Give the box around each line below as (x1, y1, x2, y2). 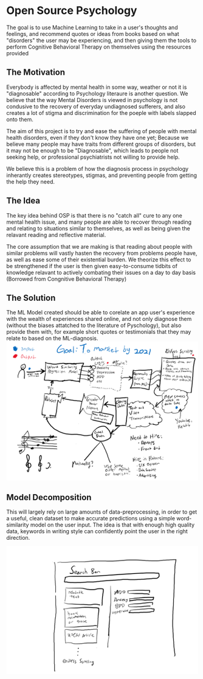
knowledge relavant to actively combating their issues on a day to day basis (6, 269, 196, 276)
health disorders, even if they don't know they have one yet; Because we (6, 134, 189, 141)
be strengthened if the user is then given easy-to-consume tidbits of (6, 262, 178, 269)
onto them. (6, 115, 33, 123)
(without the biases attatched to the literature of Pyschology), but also (6, 322, 182, 329)
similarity (6, 521, 29, 529)
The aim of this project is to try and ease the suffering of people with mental (6, 127, 197, 134)
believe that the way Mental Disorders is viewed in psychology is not (6, 96, 178, 103)
